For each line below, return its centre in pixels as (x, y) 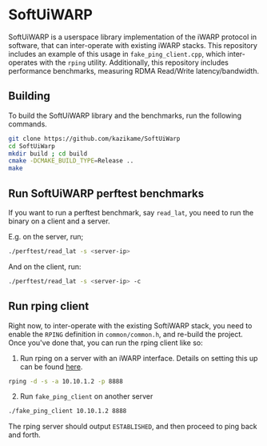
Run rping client (49, 306)
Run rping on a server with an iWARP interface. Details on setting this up (139, 358)
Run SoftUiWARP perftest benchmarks (106, 193)
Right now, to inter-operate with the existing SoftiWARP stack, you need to (130, 325)
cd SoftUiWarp (32, 146)
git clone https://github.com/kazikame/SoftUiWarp (94, 139)
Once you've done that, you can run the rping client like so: (106, 343)
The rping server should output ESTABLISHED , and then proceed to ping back (133, 427)
